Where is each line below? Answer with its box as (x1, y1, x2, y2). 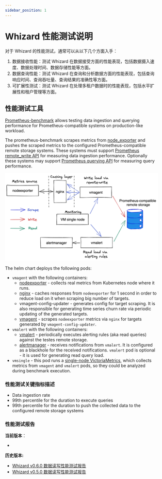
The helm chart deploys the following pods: (5, 265, 92, 271)
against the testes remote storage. (19, 336, 88, 343)
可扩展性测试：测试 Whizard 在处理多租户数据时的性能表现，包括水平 (12, 83, 150, 89)
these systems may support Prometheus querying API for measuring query (5, 158, 155, 164)
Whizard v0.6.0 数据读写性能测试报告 (12, 463, 86, 469)
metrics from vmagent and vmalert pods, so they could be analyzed (12, 363, 146, 368)
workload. (5, 128, 25, 134)
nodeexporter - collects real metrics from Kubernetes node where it (19, 280, 155, 286)
